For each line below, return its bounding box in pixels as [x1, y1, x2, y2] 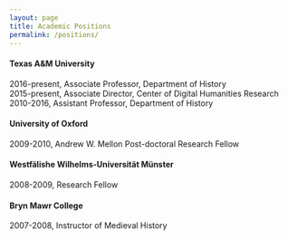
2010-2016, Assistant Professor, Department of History [9, 97, 214, 109]
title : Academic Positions [9, 22, 111, 31]
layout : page [9, 13, 59, 23]
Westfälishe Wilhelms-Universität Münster [9, 159, 174, 170]
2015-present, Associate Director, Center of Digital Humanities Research [9, 88, 279, 99]
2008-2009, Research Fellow [9, 178, 119, 190]
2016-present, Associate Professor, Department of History [9, 78, 226, 89]
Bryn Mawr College [9, 200, 83, 211]
